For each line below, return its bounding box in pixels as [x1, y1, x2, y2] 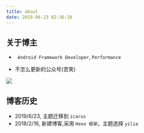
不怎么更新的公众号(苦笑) [14, 66, 76, 73]
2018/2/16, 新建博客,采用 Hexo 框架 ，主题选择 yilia [14, 120, 139, 127]
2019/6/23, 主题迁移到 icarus [14, 113, 87, 120]
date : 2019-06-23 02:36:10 [6, 14, 73, 20]
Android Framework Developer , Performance [17, 54, 121, 61]
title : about [6, 8, 38, 15]
